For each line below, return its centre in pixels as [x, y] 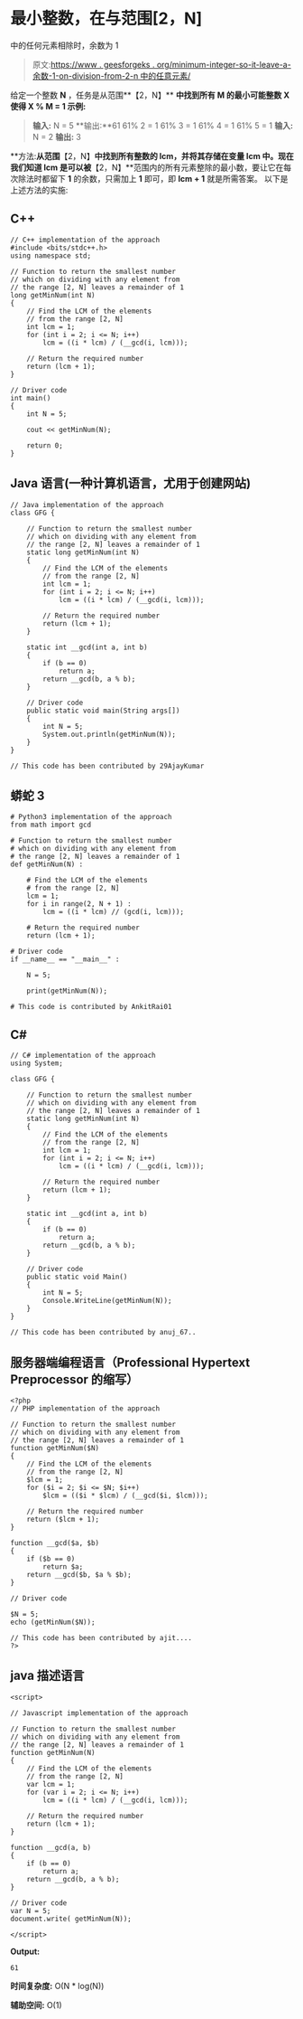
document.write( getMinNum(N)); [71, 1919]
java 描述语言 [47, 1676]
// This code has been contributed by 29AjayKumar [107, 766]
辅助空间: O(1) [36, 2005]
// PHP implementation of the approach [85, 1409]
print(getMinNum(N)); [67, 991]
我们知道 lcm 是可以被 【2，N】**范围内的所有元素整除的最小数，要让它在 [147, 167]
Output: [25, 1951]
